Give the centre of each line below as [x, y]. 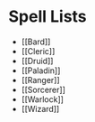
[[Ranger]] [40, 80]
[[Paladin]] [41, 70]
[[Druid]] [37, 61]
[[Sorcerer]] [43, 89]
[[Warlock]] [43, 99]
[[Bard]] [36, 42]
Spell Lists [47, 17]
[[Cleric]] [38, 51]
